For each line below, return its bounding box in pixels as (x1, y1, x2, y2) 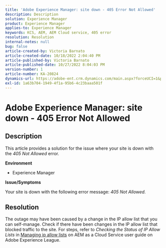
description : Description (5, 12, 58, 17)
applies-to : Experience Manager (5, 26, 72, 31)
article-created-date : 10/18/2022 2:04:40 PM (5, 53, 100, 58)
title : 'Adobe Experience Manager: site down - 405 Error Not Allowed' (5, 7, 156, 12)
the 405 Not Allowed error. (5, 150, 59, 156)
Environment (5, 160, 32, 166)
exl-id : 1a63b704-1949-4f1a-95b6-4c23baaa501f (5, 81, 103, 85)
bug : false (5, 44, 28, 49)
